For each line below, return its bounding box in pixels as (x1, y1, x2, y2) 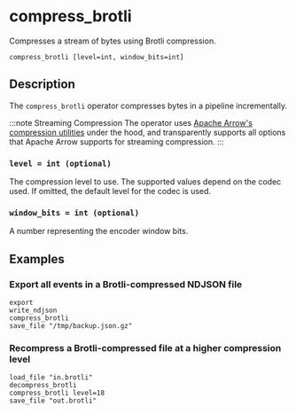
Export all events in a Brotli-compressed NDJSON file (9, 277, 243, 290)
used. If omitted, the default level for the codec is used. (9, 186, 211, 197)
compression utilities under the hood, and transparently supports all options (9, 127, 286, 137)
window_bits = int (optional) (9, 207, 140, 218)
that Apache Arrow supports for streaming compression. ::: (9, 136, 224, 147)
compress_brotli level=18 (9, 388, 105, 398)
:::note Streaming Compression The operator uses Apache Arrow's (9, 117, 253, 128)
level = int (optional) (9, 158, 113, 168)
